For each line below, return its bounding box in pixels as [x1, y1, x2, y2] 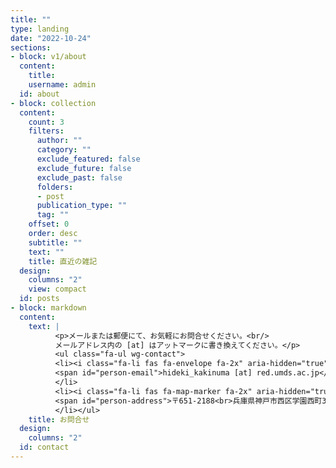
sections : [10, 42, 52, 53]
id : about [19, 89, 60, 99]
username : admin [28, 80, 97, 90]
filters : [28, 126, 65, 136]
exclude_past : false [36, 172, 123, 183]
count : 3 [28, 117, 65, 127]
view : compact [28, 284, 87, 295]
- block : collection [10, 98, 97, 108]
